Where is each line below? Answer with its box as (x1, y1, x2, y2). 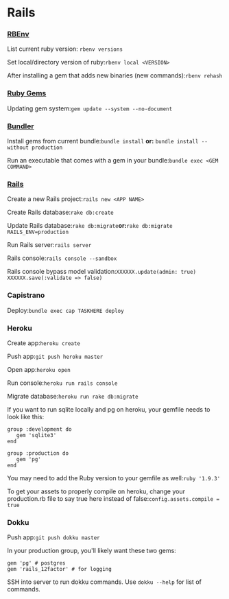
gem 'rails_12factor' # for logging (7, 566, 112, 573)
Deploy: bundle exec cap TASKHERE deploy (7, 306, 125, 314)
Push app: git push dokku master (7, 533, 101, 541)
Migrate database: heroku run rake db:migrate (7, 392, 138, 400)
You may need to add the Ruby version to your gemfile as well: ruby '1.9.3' (7, 473, 221, 482)
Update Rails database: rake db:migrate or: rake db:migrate (7, 222, 173, 230)
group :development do (7, 425, 72, 433)
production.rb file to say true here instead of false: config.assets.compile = (7, 494, 220, 502)
